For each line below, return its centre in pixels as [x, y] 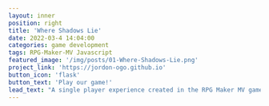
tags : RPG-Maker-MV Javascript [60, 53]
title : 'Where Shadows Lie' [55, 30]
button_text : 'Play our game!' [60, 82]
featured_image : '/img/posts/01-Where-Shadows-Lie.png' [103, 61]
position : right [35, 23]
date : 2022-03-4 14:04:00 [51, 38]
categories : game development [59, 45]
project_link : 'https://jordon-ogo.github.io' [87, 68]
